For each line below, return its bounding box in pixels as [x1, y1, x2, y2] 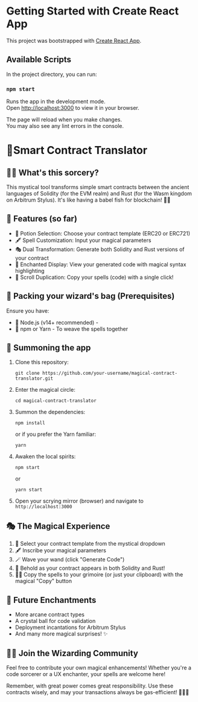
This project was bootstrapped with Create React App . [6, 37, 142, 44]
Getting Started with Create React [6, 4, 179, 18]
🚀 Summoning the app [6, 343, 91, 353]
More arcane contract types [14, 611, 85, 618]
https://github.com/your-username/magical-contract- [42, 370, 178, 377]
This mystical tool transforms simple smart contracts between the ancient [6, 183, 190, 191]
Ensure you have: [6, 307, 49, 314]
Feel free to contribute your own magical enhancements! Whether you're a [6, 664, 192, 671]
